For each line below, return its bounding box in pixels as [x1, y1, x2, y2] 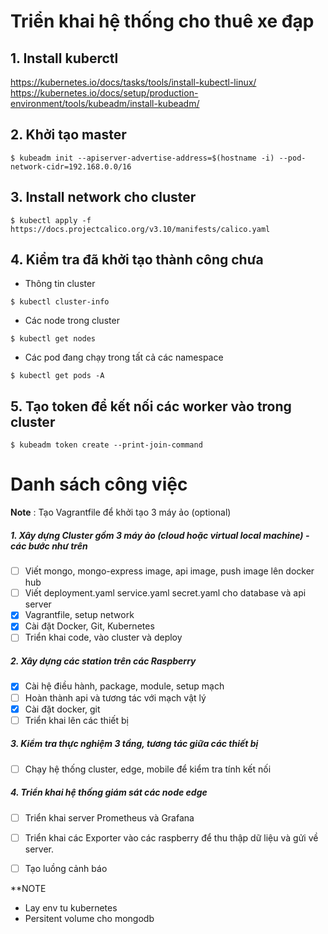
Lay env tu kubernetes [24, 901, 118, 914]
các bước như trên [10, 540, 88, 552]
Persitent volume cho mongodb [24, 912, 155, 924]
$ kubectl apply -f [10, 215, 92, 225]
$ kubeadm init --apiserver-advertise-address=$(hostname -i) [10, 153, 275, 163]
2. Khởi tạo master [10, 126, 127, 144]
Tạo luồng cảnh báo [24, 862, 108, 874]
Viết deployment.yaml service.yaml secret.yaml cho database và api [24, 587, 307, 599]
